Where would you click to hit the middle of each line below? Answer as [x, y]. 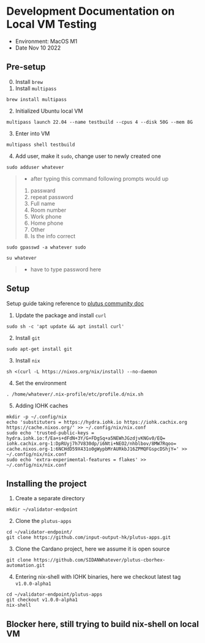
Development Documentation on [91, 11]
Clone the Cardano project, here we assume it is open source [92, 549]
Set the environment [41, 383]
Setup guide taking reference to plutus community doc [75, 303]
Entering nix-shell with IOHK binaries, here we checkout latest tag [98, 577]
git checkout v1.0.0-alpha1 [42, 600]
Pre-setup [26, 67]
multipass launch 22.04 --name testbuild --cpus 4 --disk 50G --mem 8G [99, 122]
